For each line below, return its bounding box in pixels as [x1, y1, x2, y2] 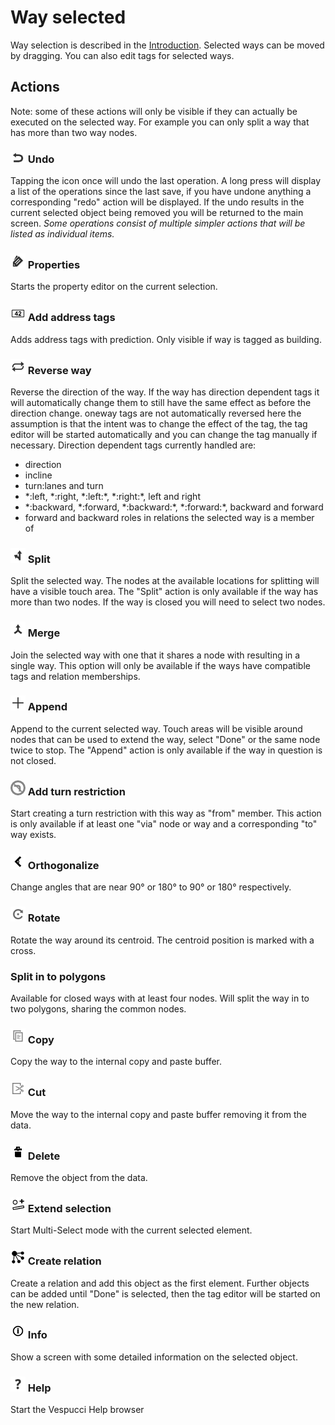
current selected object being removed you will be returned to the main [10, 207, 304, 219]
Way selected [10, 6, 127, 29]
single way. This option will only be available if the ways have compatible [10, 659, 311, 671]
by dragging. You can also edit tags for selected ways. [10, 49, 235, 61]
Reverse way [27, 363, 92, 377]
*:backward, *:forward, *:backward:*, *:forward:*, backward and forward [24, 501, 324, 513]
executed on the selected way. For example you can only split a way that [10, 116, 310, 128]
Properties [27, 257, 81, 271]
